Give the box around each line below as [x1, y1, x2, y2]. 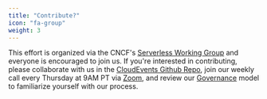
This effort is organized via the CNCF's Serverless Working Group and [8, 48, 239, 58]
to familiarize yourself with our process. [8, 82, 139, 91]
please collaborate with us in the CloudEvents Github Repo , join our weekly [8, 65, 255, 74]
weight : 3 [8, 26, 41, 34]
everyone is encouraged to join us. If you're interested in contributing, [8, 56, 238, 66]
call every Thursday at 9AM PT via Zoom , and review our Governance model [8, 73, 260, 83]
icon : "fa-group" [8, 19, 66, 27]
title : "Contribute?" [8, 11, 80, 20]
